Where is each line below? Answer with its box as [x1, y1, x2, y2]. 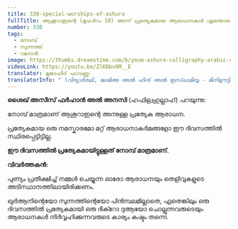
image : [7, 57, 27, 64]
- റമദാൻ [13, 50, 39, 57]
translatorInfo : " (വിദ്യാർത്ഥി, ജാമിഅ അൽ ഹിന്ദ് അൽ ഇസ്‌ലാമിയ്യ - [7, 76, 206, 84]
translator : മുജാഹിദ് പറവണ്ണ [7, 69, 90, 77]
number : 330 [7, 23, 42, 30]
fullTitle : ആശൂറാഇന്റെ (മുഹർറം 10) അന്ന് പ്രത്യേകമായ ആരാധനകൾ [7, 17, 204, 24]
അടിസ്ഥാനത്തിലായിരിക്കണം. [7, 182, 94, 191]
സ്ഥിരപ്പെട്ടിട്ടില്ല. [7, 132, 52, 140]
